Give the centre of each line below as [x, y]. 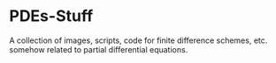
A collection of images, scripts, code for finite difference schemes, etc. [138, 40]
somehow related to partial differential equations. [99, 49]
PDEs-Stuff [51, 16]
